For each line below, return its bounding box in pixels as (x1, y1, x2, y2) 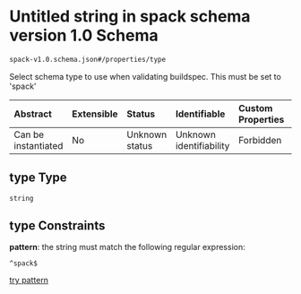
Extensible (71, 108, 118, 120)
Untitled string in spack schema (9, 6, 251, 27)
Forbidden (238, 134, 282, 146)
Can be (13, 128, 45, 141)
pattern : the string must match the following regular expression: (9, 242, 245, 253)
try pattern (9, 275, 49, 286)
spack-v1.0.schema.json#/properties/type (9, 55, 167, 64)
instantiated (13, 139, 64, 151)
